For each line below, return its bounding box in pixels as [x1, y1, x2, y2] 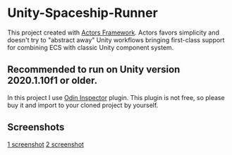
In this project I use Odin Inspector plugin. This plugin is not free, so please [7, 93, 225, 101]
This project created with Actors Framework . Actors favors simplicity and [7, 28, 220, 37]
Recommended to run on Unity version [7, 63, 181, 75]
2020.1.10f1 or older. [7, 75, 98, 87]
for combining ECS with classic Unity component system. [7, 43, 174, 51]
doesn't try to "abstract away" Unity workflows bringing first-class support [7, 35, 225, 44]
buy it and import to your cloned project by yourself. [7, 101, 159, 109]
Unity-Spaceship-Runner [7, 5, 159, 21]
